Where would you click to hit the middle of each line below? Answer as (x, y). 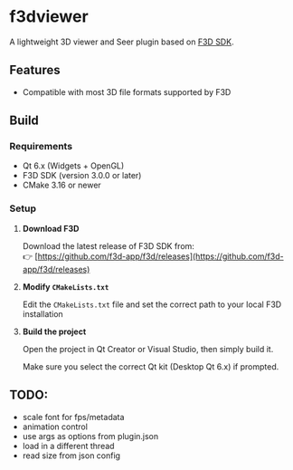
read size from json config (71, 456)
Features (35, 70)
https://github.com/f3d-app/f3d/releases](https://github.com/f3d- (161, 256)
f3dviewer (49, 17)
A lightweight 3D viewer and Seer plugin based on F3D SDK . (122, 42)
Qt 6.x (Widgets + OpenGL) (73, 166)
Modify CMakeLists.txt (66, 286)
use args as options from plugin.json (90, 436)
